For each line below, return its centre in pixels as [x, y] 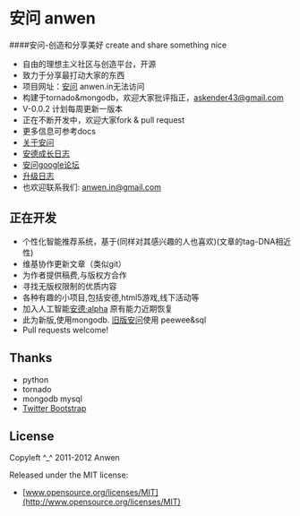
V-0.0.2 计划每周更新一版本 [73, 108]
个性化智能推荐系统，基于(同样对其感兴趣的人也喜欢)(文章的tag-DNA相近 [156, 241]
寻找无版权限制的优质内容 [69, 286]
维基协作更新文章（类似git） [74, 263]
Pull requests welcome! [65, 330]
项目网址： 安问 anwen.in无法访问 [83, 86]
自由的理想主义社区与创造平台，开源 [89, 64]
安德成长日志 [46, 153]
